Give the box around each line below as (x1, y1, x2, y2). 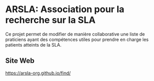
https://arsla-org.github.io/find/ (5, 70, 71, 76)
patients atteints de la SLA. (5, 42, 62, 48)
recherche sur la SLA (5, 14, 96, 26)
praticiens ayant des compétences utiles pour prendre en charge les (5, 36, 149, 43)
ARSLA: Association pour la (5, 4, 124, 15)
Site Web (5, 57, 35, 65)
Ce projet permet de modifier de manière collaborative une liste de (5, 31, 145, 37)
